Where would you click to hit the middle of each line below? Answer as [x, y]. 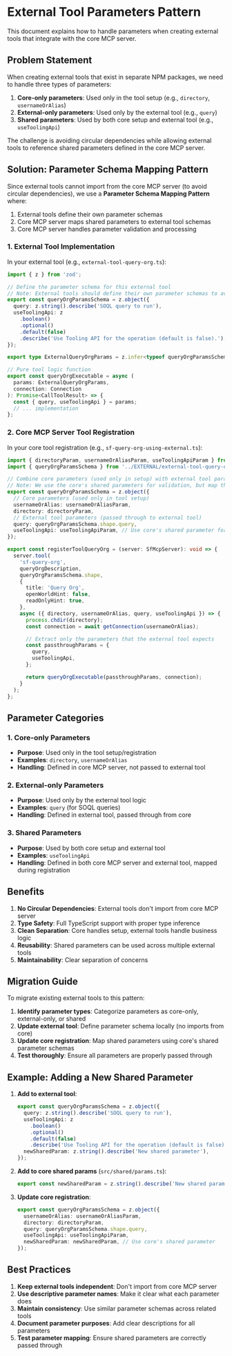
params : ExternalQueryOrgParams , [61, 383]
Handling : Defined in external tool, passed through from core [104, 815]
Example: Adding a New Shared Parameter [100, 1077]
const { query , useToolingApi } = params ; [75, 402]
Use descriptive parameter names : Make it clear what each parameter [118, 1294]
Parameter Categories [56, 718]
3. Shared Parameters [44, 833]
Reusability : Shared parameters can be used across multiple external [116, 945]
